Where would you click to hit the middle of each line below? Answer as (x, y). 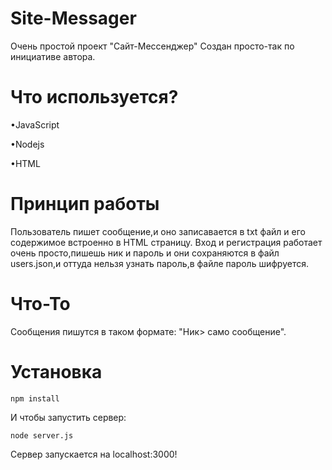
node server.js (42, 435)
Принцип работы (85, 204)
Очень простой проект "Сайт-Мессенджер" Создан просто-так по (152, 46)
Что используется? (94, 97)
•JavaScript (35, 124)
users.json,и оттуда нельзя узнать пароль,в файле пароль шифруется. (159, 263)
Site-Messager (73, 18)
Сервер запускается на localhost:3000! (94, 454)
